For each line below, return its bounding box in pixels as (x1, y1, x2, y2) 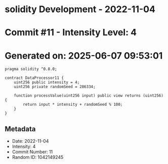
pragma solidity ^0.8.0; (5, 67, 57, 72)
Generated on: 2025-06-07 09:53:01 (5, 50, 163, 61)
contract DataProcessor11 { (5, 75, 64, 80)
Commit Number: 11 (12, 149, 53, 155)
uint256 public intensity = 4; (14, 80, 80, 85)
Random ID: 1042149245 (12, 154, 64, 160)
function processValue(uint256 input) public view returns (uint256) (14, 93, 164, 98)
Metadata (5, 125, 36, 133)
